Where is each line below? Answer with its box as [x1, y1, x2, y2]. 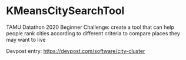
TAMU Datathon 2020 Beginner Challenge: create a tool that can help [6, 24, 175, 31]
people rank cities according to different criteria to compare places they [6, 29, 181, 36]
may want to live [6, 36, 46, 43]
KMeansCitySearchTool [6, 4, 125, 18]
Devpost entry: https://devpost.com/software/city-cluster [6, 47, 145, 54]
